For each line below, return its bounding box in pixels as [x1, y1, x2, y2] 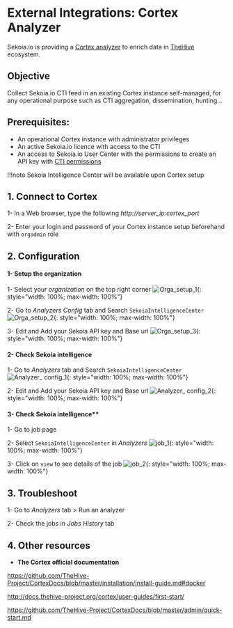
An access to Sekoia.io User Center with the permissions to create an [17, 150, 217, 158]
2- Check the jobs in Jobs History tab [7, 519, 115, 528]
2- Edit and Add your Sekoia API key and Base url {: [7, 386, 216, 395]
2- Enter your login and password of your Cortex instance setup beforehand [7, 223, 225, 231]
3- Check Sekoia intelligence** [7, 409, 99, 418]
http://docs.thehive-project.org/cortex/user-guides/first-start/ [7, 592, 184, 600]
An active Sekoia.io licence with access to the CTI [17, 142, 161, 150]
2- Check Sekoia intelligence [7, 350, 93, 359]
